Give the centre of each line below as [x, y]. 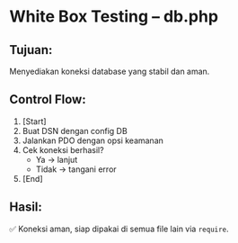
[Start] [34, 121]
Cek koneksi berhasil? [63, 149]
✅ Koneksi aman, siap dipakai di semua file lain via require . [119, 229]
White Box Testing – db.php [114, 17]
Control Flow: [48, 99]
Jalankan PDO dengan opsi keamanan [93, 140]
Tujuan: [31, 50]
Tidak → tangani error [76, 169]
